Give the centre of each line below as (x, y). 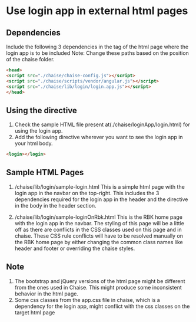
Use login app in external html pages (97, 11)
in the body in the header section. (55, 205)
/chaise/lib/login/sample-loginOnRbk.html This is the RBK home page (98, 217)
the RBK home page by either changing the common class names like (99, 242)
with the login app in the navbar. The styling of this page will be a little (99, 223)
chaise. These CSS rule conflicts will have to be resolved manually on (99, 236)
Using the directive (42, 110)
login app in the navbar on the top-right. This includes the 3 (87, 193)
